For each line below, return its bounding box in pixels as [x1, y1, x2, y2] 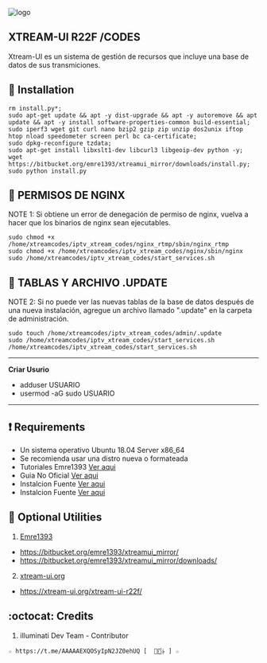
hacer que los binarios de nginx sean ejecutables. [8, 218, 171, 228]
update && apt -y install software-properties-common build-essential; [8, 118, 250, 127]
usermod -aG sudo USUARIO [19, 388, 115, 398]
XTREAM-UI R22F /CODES [8, 30, 141, 44]
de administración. [8, 314, 69, 324]
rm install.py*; [8, 104, 62, 112]
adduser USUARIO [19, 380, 81, 390]
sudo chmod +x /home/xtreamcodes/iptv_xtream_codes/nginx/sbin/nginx [8, 248, 244, 255]
